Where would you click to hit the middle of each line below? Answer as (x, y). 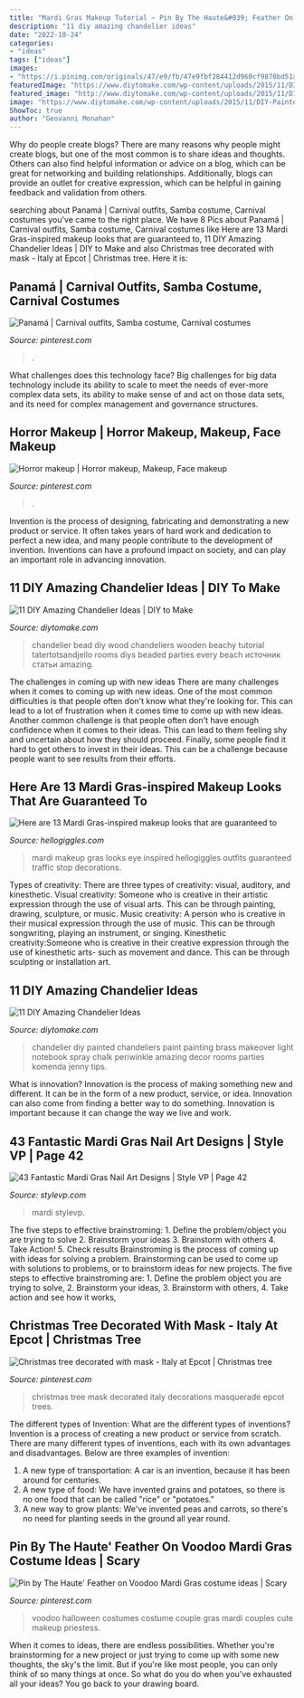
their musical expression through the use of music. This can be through (142, 923)
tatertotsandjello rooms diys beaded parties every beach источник (156, 654)
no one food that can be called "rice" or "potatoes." (118, 1499)
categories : (32, 43)
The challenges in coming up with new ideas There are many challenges (144, 682)
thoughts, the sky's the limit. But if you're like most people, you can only (144, 1664)
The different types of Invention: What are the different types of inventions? (150, 1424)
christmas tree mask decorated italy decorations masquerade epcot (158, 1397)
